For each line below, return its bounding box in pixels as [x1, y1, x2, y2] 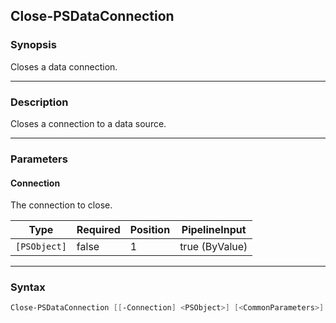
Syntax [10, 280, 46, 294]
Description [10, 95, 69, 109]
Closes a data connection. [10, 60, 118, 73]
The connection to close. [10, 199, 113, 211]
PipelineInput [181, 223, 247, 237]
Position [129, 223, 171, 237]
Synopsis [10, 38, 57, 52]
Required [76, 223, 121, 237]
